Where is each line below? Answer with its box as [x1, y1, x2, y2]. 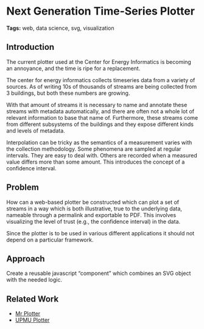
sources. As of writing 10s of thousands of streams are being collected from [6, 83, 197, 90]
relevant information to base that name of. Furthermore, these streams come [6, 114, 199, 121]
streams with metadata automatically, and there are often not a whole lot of [6, 108, 195, 115]
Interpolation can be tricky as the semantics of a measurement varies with [6, 139, 192, 146]
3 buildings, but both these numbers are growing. [6, 89, 130, 97]
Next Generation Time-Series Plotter [6, 4, 195, 18]
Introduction [6, 42, 55, 52]
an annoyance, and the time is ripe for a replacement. [6, 64, 141, 72]
